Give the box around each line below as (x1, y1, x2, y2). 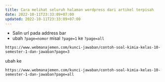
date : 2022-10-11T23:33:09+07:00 (5, 12, 74, 17)
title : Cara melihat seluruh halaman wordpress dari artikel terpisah (5, 7, 154, 12)
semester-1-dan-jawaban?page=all (5, 72, 74, 77)
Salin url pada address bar (12, 30, 66, 36)
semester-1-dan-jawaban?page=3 (5, 49, 70, 55)
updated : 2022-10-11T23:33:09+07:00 (5, 16, 81, 21)
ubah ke (5, 58, 22, 64)
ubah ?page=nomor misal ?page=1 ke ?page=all (12, 35, 105, 41)
